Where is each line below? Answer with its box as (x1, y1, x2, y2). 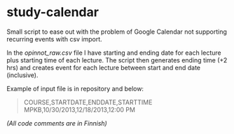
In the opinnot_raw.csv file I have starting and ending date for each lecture (6, 48, 221, 57)
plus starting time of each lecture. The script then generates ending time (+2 (6, 55, 228, 64)
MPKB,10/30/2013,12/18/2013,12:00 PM (23, 105, 136, 114)
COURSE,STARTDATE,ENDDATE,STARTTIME (23, 98, 153, 106)
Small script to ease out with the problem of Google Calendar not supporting (6, 27, 227, 36)
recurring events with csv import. (6, 34, 102, 43)
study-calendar (6, 4, 99, 20)
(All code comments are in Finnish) (6, 119, 108, 127)
